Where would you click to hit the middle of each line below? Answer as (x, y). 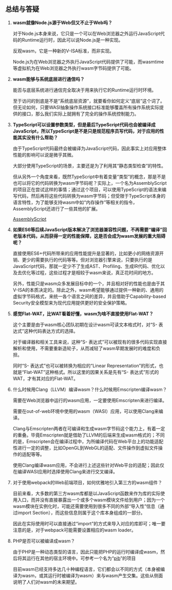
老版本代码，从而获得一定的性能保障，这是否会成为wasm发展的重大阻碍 (89, 236)
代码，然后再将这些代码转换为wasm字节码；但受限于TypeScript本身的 (91, 196)
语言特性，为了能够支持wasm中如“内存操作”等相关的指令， (75, 202)
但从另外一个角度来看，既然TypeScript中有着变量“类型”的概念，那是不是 (89, 177)
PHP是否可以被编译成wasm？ (44, 541)
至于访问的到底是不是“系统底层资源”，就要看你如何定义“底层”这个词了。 (89, 101)
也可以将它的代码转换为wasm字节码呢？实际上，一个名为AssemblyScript (90, 183)
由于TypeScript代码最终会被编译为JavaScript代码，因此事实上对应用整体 (90, 148)
